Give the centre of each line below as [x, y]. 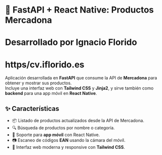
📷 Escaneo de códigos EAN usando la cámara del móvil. [69, 140]
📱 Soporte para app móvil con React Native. [56, 135]
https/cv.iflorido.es [45, 64]
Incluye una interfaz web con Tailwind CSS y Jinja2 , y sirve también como [79, 88]
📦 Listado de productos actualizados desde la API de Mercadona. [78, 121]
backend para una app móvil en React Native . [51, 93]
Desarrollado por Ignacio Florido [71, 42]
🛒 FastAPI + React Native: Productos [79, 10]
